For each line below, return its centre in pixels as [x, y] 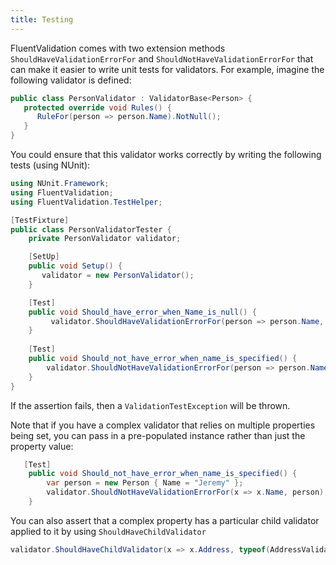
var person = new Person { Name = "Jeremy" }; [145, 483]
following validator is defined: [71, 80]
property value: [42, 446]
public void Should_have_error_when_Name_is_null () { [142, 312]
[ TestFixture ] [40, 220]
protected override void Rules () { [97, 107]
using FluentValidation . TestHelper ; [86, 202]
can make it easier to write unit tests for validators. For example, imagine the [167, 69]
